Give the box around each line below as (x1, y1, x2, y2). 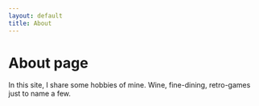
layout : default (8, 11, 63, 20)
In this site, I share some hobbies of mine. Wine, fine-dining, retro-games (8, 80, 251, 90)
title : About (8, 19, 52, 27)
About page (8, 54, 88, 72)
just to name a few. (8, 89, 71, 99)
